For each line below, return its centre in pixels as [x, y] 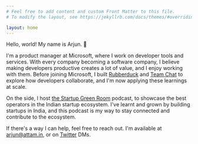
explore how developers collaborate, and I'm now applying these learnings [97, 81]
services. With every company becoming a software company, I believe [93, 62]
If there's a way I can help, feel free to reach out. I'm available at [84, 128]
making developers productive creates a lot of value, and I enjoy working [95, 68]
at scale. [16, 87]
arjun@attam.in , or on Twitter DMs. [49, 135]
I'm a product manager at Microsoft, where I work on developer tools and [95, 56]
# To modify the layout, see [42, 17]
